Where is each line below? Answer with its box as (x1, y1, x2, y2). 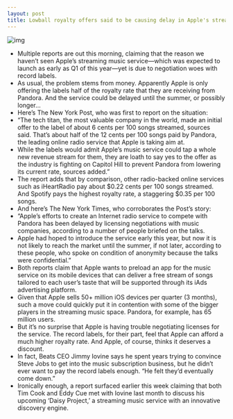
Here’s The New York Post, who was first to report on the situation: (17, 108, 208, 117)
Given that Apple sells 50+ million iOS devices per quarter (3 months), (17, 293, 217, 301)
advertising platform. (17, 286, 78, 294)
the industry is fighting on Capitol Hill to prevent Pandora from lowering (17, 160, 221, 168)
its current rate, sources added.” (17, 167, 110, 176)
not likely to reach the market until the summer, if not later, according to (17, 241, 222, 249)
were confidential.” (17, 256, 71, 264)
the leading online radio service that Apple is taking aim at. (17, 138, 185, 146)
